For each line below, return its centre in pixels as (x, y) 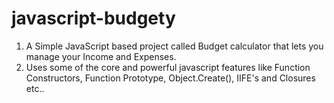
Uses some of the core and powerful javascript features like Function (168, 67)
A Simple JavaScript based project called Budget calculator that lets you (174, 46)
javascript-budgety (93, 18)
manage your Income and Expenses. (101, 56)
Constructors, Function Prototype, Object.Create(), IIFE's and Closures (170, 78)
